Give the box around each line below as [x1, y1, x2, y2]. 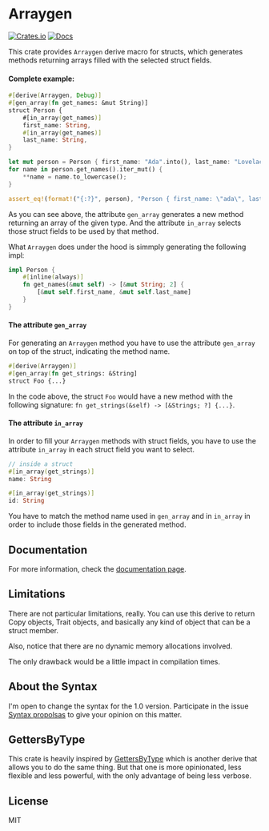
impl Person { [8, 266, 56, 274]
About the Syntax [8, 680, 98, 693]
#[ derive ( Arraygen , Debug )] [8, 91, 102, 100]
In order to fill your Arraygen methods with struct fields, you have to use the [8, 436, 256, 445]
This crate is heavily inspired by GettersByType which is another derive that [8, 754, 258, 764]
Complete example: [8, 74, 75, 83]
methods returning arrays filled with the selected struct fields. [8, 55, 212, 65]
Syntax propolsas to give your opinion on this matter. [8, 709, 183, 719]
